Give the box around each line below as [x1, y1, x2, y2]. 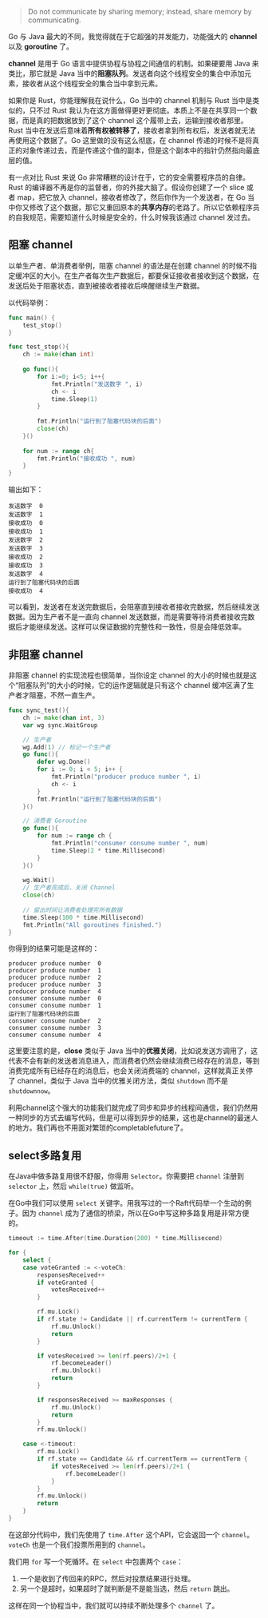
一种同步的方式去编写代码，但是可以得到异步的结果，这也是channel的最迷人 [8, 1113, 258, 1123]
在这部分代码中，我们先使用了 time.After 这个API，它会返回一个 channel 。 [8, 1529, 254, 1539]
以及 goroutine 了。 [8, 42, 73, 51]
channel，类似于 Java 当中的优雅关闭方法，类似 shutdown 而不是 [17, 1076, 229, 1086]
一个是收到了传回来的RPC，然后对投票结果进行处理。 [19, 1573, 195, 1583]
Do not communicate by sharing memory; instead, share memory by [27, 7, 253, 16]
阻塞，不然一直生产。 [29, 690, 100, 700]
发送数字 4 [8, 570, 44, 578]
